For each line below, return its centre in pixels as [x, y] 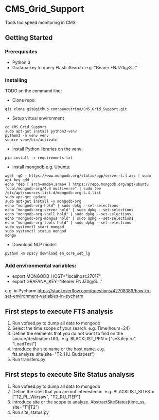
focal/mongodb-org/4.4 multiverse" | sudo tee [53, 189]
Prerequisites [21, 52]
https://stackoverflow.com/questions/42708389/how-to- [94, 291]
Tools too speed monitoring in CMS [40, 22]
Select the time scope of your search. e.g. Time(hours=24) [71, 328]
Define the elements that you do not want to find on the [67, 334]
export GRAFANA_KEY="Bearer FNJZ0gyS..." [57, 282]
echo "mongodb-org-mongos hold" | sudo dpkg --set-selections [69, 218]
